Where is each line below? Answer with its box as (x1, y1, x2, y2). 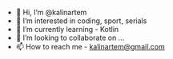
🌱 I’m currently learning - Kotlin (15, 25, 119, 33)
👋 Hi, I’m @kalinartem (15, 8, 87, 17)
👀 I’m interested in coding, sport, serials (15, 16, 147, 26)
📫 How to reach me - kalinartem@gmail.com (15, 42, 166, 51)
